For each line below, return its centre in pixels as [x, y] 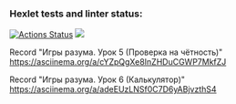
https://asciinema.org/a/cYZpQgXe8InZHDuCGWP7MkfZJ [118, 62]
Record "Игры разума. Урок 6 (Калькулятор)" [97, 79]
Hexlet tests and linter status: [76, 14]
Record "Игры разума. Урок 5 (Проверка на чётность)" [116, 52]
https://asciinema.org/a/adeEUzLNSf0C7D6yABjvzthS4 [113, 89]
